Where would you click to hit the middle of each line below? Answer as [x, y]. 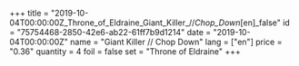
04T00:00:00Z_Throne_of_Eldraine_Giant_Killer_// [102, 23]
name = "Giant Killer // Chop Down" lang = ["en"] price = [176, 42]
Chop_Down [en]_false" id [242, 23]
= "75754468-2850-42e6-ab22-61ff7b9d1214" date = [110, 32]
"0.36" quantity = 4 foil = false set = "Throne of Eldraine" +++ [125, 52]
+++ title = [30, 13]
